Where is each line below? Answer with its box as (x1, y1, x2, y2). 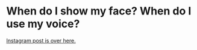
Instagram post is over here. (6, 37, 77, 44)
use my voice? (6, 17, 80, 31)
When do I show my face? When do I (6, 4, 192, 18)
